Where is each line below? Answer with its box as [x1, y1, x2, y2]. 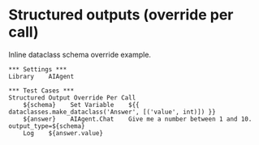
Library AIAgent [8, 72, 75, 80]
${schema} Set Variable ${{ [23, 100, 140, 109]
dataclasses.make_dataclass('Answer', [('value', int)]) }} [8, 108, 217, 116]
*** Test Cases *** [8, 87, 75, 95]
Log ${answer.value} [23, 129, 104, 137]
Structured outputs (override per [8, 6, 234, 24]
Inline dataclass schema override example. [8, 49, 152, 59]
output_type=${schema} [8, 122, 85, 130]
